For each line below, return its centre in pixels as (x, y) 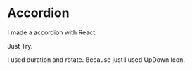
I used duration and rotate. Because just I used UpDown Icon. (96, 59)
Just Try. (20, 46)
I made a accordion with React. (52, 32)
